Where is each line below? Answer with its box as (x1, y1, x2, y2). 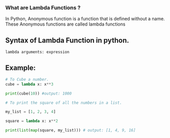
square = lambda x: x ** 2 (5, 119, 58, 124)
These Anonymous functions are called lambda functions (5, 21, 126, 27)
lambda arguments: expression (5, 50, 70, 55)
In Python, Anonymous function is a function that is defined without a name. (5, 16, 165, 22)
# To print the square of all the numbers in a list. (5, 100, 123, 105)
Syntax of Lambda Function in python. (5, 36, 129, 44)
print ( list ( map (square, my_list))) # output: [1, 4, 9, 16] (5, 128, 136, 133)
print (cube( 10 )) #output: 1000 (5, 91, 72, 96)
